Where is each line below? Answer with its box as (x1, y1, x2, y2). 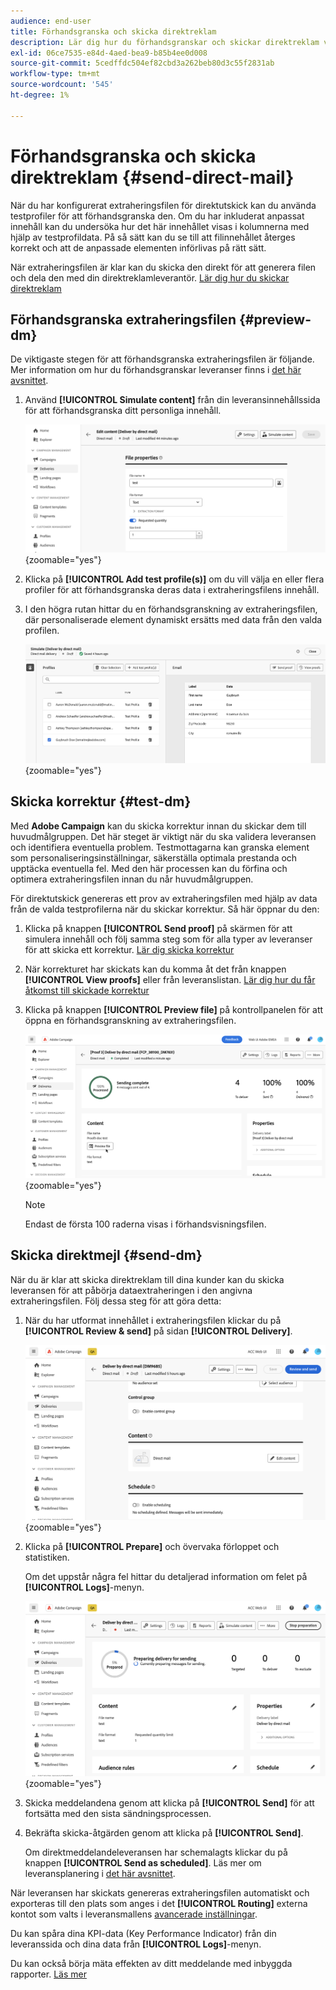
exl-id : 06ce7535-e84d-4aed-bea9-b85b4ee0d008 (10, 48, 208, 58)
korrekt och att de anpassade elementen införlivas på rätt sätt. (10, 241, 267, 254)
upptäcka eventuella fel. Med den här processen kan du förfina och (10, 862, 288, 874)
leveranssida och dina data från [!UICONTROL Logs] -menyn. (10, 1938, 262, 1950)
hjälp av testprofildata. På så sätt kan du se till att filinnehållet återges (10, 231, 296, 243)
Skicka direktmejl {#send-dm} (10, 1247, 203, 1264)
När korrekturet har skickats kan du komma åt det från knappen (24, 963, 287, 975)
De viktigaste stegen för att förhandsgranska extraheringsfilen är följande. (10, 353, 315, 365)
